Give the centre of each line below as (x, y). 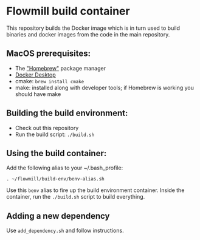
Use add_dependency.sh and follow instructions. (65, 231)
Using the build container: (57, 153)
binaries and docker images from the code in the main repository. (88, 34)
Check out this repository (47, 128)
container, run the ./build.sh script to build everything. (76, 197)
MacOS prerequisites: (49, 54)
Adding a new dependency (58, 216)
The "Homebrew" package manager (60, 68)
